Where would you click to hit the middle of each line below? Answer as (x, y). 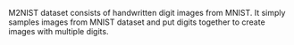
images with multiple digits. (59, 31)
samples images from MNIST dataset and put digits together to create (137, 22)
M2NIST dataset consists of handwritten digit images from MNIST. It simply (147, 13)
